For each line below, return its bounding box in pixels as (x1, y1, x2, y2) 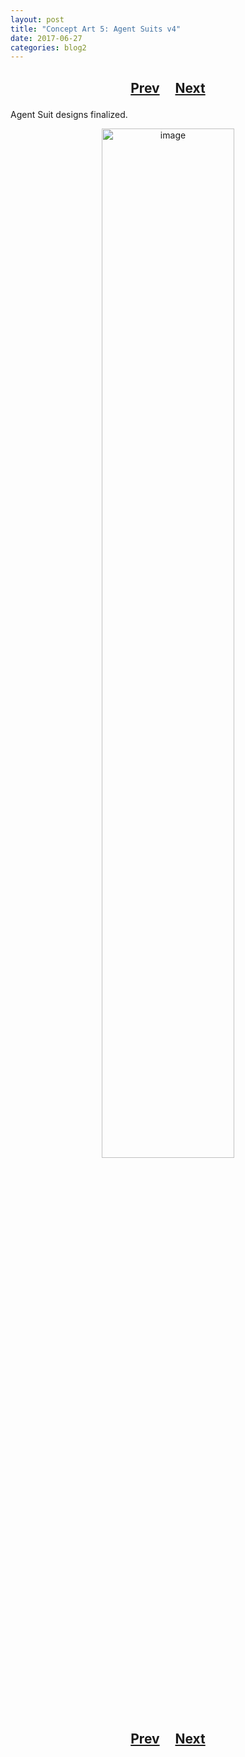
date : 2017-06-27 (10, 33, 83, 43)
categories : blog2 (10, 42, 87, 53)
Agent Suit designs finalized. (10, 108, 128, 120)
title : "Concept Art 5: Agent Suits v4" (10, 24, 182, 34)
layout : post (10, 14, 65, 25)
